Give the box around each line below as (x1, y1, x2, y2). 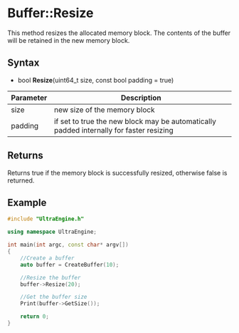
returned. (7, 176, 35, 185)
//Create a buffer (20, 255, 75, 262)
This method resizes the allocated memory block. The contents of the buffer (7, 29, 231, 37)
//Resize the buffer (20, 274, 81, 281)
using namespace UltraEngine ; (7, 228, 97, 236)
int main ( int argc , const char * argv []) (7, 241, 129, 249)
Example (7, 196, 47, 208)
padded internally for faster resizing (53, 125, 174, 135)
